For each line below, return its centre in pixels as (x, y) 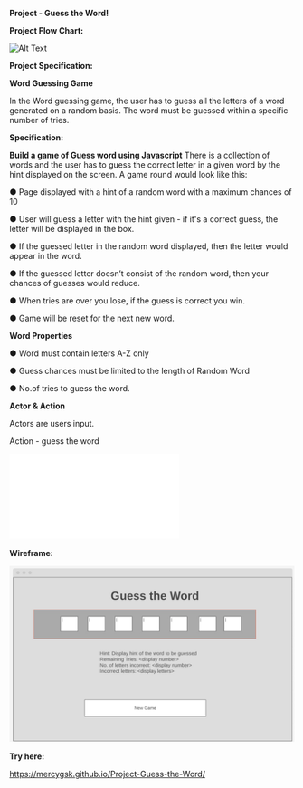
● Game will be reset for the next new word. (92, 318)
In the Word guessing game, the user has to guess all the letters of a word (147, 101)
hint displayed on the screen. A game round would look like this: (128, 174)
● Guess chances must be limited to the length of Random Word (130, 371)
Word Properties (41, 336)
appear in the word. (46, 256)
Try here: (27, 756)
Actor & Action (38, 406)
